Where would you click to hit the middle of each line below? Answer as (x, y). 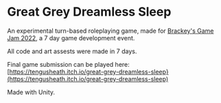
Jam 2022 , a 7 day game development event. (71, 38)
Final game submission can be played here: (69, 64)
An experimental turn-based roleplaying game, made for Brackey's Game (110, 31)
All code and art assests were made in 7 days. (72, 51)
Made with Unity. (31, 92)
